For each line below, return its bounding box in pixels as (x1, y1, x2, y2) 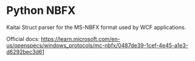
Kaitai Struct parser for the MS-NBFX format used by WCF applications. (6, 24, 186, 31)
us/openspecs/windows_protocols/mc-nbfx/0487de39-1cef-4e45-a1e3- (6, 42, 189, 49)
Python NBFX (6, 4, 76, 18)
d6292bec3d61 (6, 48, 44, 55)
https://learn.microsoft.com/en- (40, 35, 121, 42)
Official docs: (6, 35, 40, 42)
